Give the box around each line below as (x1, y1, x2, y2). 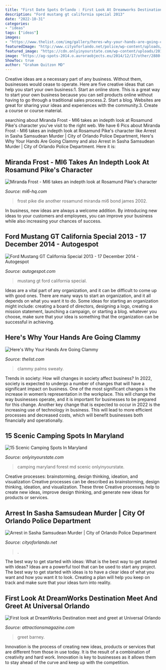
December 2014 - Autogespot (5, 240, 99, 249)
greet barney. (17, 634, 45, 640)
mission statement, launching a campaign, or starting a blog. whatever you (5, 308, 157, 314)
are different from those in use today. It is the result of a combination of (5, 649, 151, 655)
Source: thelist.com (5, 356, 45, 362)
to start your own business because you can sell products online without (5, 92, 153, 98)
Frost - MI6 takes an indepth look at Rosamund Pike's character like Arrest (5, 128, 157, 134)
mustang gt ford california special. (17, 278, 87, 284)
